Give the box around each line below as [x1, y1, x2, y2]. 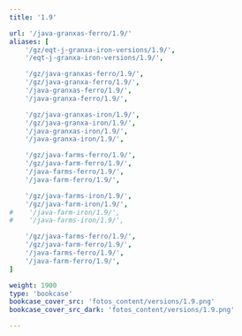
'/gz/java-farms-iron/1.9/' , [25, 191, 132, 200]
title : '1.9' [9, 12, 57, 22]
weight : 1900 [9, 280, 57, 290]
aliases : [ [9, 37, 49, 46]
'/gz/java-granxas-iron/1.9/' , [25, 110, 140, 119]
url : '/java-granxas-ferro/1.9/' [9, 28, 132, 38]
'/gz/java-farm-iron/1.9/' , [25, 200, 128, 209]
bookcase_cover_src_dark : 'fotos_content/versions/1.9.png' [9, 306, 236, 315]
